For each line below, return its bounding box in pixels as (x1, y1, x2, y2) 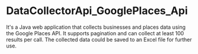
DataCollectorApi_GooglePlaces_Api (6, 4, 188, 18)
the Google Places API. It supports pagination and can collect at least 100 (6, 29, 184, 36)
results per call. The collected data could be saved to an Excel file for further (6, 36, 192, 43)
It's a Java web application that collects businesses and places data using (6, 23, 186, 31)
